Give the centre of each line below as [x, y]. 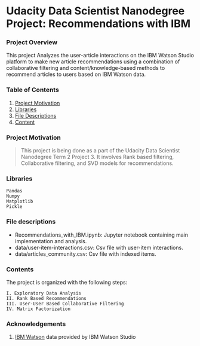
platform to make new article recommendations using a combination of [93, 62]
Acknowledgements [36, 324]
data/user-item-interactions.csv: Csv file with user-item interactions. [99, 247]
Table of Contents [33, 90]
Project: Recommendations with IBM [99, 24]
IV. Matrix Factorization [38, 309]
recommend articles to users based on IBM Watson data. [76, 74]
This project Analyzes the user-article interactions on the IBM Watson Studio [100, 56]
